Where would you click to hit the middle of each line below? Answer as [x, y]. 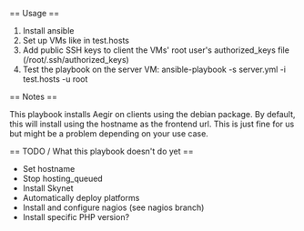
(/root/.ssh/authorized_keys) [76, 60]
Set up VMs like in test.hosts [76, 40]
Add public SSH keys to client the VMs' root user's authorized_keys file [156, 50]
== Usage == [35, 13]
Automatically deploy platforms [81, 198]
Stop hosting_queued [62, 178]
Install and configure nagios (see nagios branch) [113, 207]
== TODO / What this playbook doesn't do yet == [101, 151]
